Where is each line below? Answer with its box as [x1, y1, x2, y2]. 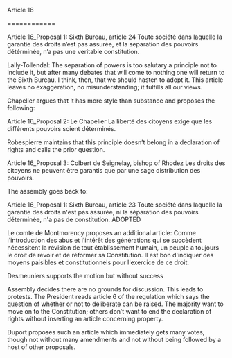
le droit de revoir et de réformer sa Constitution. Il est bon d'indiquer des [7, 251, 214, 259]
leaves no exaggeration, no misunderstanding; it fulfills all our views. [7, 83, 203, 91]
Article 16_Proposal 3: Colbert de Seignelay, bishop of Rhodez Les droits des [7, 159, 226, 167]
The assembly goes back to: [7, 187, 88, 195]
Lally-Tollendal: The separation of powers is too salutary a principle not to [7, 61, 217, 69]
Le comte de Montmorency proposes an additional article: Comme [7, 229, 196, 237]
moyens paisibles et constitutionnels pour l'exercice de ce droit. [7, 258, 189, 266]
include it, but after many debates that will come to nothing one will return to [7, 69, 225, 76]
